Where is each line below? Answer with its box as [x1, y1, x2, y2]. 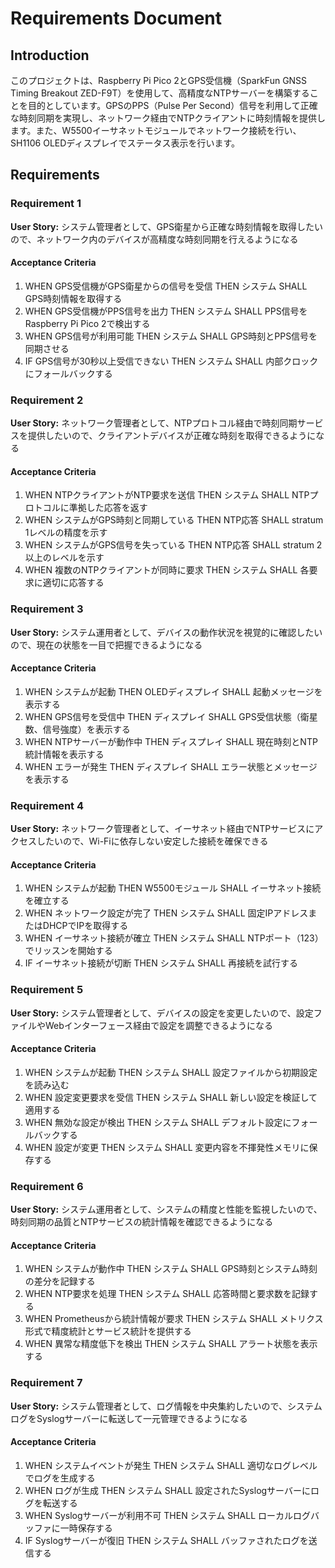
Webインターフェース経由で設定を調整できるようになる [44, 1019, 273, 1031]
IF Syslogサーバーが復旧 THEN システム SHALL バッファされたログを [24, 1534, 309, 1546]
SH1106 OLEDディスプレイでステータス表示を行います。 [10, 137, 240, 149]
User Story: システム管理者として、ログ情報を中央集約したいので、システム [10, 1400, 323, 1412]
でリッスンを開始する [24, 945, 113, 957]
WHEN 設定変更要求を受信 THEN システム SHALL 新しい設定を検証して [24, 1091, 318, 1103]
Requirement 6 [10, 1179, 84, 1193]
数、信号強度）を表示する [24, 723, 131, 735]
